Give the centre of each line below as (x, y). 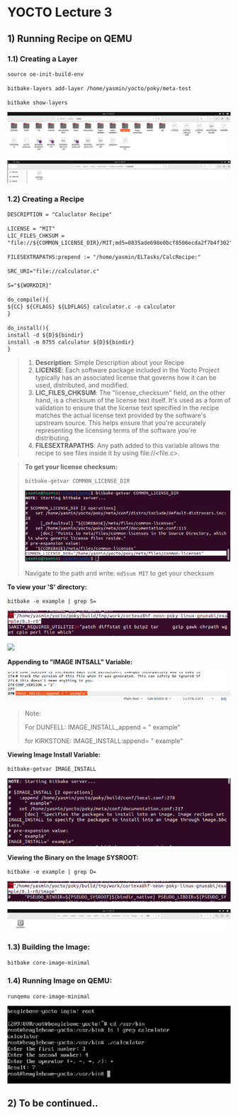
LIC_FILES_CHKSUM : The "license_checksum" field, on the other (130, 392)
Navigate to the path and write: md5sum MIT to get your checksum (119, 573)
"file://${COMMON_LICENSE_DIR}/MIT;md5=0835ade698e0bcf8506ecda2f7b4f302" (120, 243)
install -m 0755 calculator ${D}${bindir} (71, 342)
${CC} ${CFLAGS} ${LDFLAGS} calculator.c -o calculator (91, 307)
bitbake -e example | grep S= (52, 601)
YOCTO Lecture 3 (60, 12)
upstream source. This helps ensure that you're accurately (121, 422)
